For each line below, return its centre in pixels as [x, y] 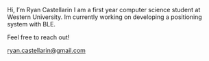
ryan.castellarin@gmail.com [46, 50]
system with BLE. [32, 24]
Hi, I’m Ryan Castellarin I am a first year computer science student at [104, 10]
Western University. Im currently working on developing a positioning [104, 17]
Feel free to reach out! [38, 37]
